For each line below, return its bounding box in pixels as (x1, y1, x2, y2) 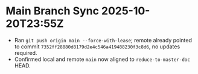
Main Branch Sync (5, 4, 99, 18)
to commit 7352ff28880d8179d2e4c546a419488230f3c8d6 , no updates (14, 43, 180, 50)
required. (14, 49, 37, 56)
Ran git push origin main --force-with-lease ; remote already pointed (14, 36, 193, 44)
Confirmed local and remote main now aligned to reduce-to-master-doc (14, 55, 191, 63)
